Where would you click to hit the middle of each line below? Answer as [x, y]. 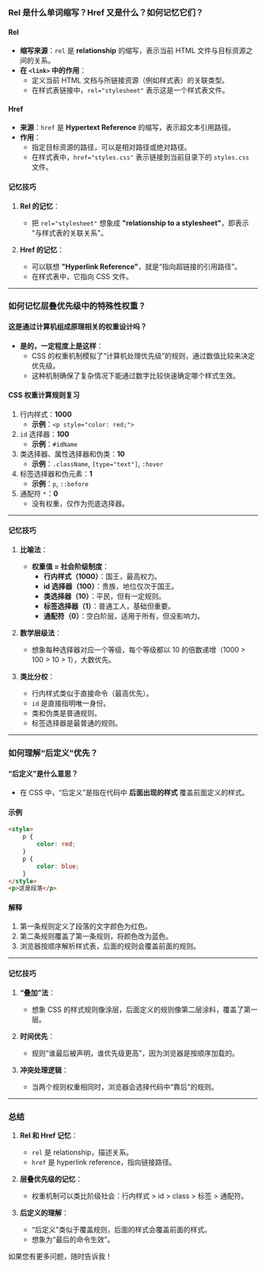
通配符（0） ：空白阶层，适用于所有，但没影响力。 [123, 616]
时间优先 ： [37, 1036]
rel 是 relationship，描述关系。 [82, 1152]
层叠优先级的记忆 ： [51, 1178]
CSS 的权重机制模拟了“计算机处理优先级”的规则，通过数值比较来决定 [143, 355]
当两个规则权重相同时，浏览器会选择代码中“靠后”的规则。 [125, 1086]
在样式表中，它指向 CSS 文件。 [82, 276]
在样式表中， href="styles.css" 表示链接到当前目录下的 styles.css [140, 157]
